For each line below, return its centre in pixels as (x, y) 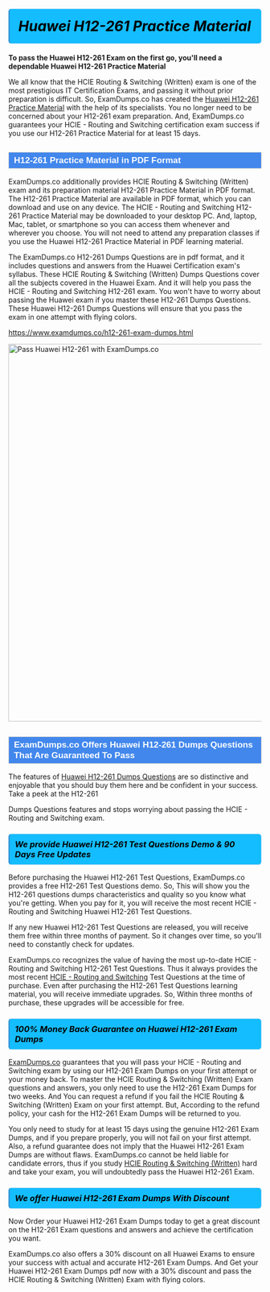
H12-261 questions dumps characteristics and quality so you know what (127, 895)
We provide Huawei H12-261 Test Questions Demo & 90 (125, 844)
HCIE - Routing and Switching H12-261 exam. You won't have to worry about (135, 292)
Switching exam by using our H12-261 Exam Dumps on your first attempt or (133, 1070)
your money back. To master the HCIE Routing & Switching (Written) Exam (131, 1079)
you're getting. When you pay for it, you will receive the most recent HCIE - (133, 903)
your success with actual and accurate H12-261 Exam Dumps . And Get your (133, 1262)
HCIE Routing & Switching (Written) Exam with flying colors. (107, 1279)
